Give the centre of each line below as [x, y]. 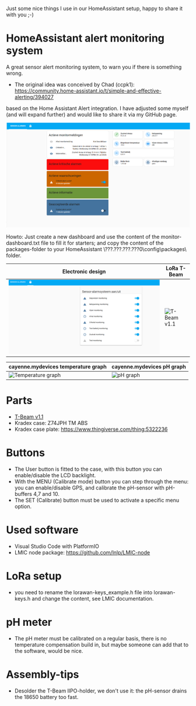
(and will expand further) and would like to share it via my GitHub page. [92, 114]
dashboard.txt [23, 243]
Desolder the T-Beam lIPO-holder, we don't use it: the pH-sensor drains [101, 691]
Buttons [26, 453]
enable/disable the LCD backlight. [55, 475]
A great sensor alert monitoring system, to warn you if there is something [94, 67]
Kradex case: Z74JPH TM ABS [51, 423]
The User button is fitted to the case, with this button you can [88, 469]
